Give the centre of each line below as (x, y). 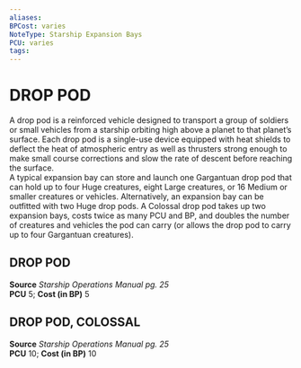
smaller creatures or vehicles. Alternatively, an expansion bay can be (137, 197)
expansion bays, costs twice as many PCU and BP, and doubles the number (150, 215)
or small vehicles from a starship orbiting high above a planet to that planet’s (150, 130)
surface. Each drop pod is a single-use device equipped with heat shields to (150, 139)
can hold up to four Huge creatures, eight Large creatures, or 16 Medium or (148, 187)
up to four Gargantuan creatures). (71, 235)
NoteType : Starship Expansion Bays (76, 34)
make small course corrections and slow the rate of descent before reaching (151, 159)
